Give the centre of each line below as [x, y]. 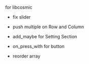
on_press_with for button [38, 46]
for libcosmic [19, 7]
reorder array [26, 56]
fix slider [22, 17]
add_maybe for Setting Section [45, 37]
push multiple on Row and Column [48, 27]
